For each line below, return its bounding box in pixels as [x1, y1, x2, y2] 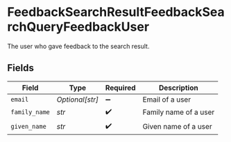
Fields [7, 62, 35, 74]
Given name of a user [142, 122, 213, 132]
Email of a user [142, 95, 191, 104]
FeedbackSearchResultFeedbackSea [7, 4, 225, 20]
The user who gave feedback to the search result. [7, 42, 150, 50]
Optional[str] [56, 95, 99, 104]
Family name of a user [142, 107, 215, 117]
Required [105, 83, 137, 93]
